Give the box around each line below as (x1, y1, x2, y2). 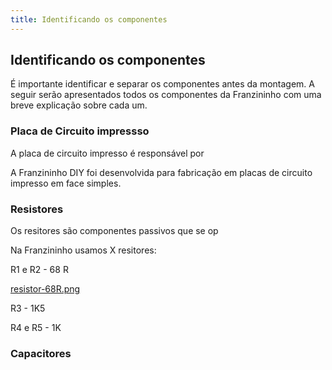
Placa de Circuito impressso (10, 124, 150, 138)
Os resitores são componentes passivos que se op (10, 225, 219, 237)
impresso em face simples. (10, 177, 122, 189)
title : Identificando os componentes (10, 14, 168, 25)
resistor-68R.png (10, 283, 81, 295)
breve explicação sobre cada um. (10, 99, 148, 111)
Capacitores (10, 346, 72, 360)
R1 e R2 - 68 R (10, 264, 69, 276)
